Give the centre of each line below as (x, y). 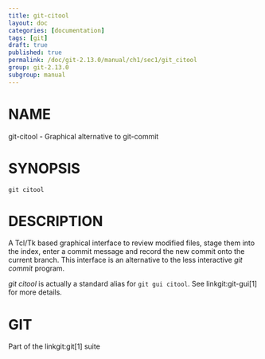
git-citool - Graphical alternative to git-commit (84, 136)
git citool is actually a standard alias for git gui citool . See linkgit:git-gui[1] (132, 284)
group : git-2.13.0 (39, 68)
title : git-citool (39, 16)
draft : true (28, 45)
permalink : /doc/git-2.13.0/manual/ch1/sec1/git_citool (103, 60)
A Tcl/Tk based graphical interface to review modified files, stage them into (132, 243)
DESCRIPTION (56, 221)
